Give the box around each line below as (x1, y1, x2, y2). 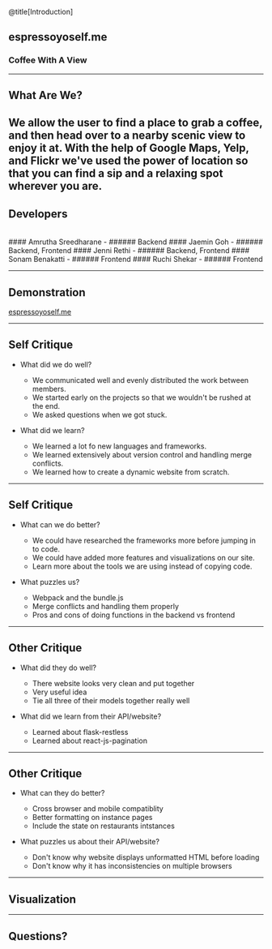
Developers (8, 207, 68, 221)
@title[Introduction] (8, 7, 74, 16)
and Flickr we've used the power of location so (8, 154, 249, 168)
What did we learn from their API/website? (19, 711, 162, 721)
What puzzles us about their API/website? (19, 837, 160, 847)
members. (32, 384, 66, 393)
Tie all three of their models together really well (32, 695, 190, 705)
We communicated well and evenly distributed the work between (32, 375, 249, 384)
